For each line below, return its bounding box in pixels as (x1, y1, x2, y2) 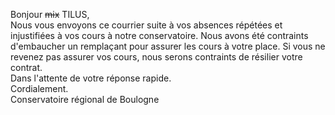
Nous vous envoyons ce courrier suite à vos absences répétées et (10, 19, 283, 31)
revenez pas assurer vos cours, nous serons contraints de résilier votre (10, 51, 303, 63)
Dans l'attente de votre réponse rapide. (10, 72, 172, 84)
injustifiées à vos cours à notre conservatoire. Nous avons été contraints (10, 30, 309, 41)
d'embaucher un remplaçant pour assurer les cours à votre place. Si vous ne (10, 40, 326, 52)
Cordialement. (10, 83, 69, 94)
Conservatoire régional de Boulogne (10, 94, 160, 105)
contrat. (10, 62, 43, 73)
